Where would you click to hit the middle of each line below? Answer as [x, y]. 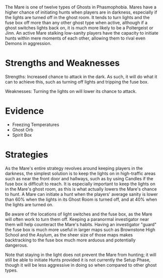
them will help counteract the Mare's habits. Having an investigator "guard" [81, 224]
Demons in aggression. [28, 43]
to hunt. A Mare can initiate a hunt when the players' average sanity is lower [81, 194]
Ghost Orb [23, 129]
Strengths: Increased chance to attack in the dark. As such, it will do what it [81, 76]
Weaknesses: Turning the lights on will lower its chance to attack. [71, 91]
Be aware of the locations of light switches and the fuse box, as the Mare [79, 214]
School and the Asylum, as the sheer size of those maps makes [69, 235]
